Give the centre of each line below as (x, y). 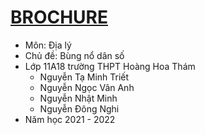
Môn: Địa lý (48, 45)
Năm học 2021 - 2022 (70, 119)
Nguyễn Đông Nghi (79, 108)
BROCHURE (59, 17)
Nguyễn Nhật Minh (78, 98)
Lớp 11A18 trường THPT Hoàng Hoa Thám (110, 66)
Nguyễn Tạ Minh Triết (84, 77)
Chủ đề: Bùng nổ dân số (74, 55)
